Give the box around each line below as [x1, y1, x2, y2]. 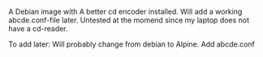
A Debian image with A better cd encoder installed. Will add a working [8, 7, 243, 16]
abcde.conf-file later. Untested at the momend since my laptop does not [8, 15, 250, 25]
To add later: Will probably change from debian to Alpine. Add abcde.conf [8, 39, 256, 49]
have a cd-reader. [8, 24, 68, 33]
